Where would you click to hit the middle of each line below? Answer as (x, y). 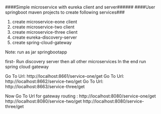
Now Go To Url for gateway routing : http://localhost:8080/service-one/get (80, 96)
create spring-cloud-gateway (42, 43)
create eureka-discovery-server (44, 37)
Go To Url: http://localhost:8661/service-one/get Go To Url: (65, 76)
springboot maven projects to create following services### (65, 12)
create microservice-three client (45, 32)
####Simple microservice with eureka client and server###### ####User (80, 7)
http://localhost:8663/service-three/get (45, 87)
